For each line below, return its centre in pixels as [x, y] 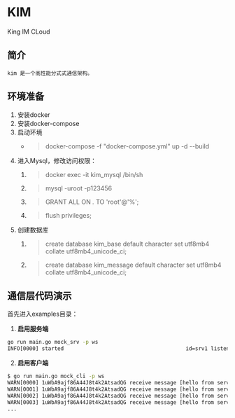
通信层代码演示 [40, 296]
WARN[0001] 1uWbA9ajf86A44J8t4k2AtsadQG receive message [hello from [111, 389]
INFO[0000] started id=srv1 [108, 349]
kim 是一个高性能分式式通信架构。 [50, 73]
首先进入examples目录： [43, 314]
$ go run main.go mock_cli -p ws [56, 376]
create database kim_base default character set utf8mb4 [127, 244]
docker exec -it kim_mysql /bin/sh [94, 174]
